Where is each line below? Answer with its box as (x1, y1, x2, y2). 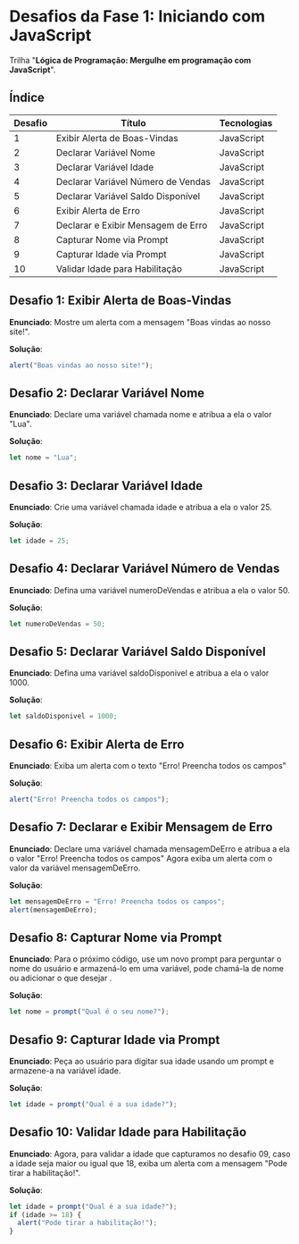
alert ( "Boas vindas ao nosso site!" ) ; (9, 360, 154, 370)
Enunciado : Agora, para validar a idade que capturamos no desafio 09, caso (9, 1148, 291, 1159)
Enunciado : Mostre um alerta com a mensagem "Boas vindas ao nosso (9, 316, 271, 327)
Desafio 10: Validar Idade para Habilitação (9, 1124, 247, 1140)
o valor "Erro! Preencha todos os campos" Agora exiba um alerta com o (9, 853, 273, 863)
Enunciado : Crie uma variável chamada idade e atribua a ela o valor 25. (9, 501, 272, 512)
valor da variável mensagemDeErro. (9, 862, 141, 873)
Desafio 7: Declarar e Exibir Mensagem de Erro (9, 820, 273, 835)
